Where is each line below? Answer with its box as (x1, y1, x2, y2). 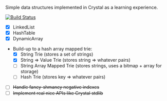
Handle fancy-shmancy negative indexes (12, 84, 100, 90)
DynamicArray (12, 36, 44, 42)
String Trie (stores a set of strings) (20, 51, 94, 58)
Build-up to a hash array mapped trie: (12, 46, 92, 52)
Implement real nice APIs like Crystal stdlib (12, 90, 103, 96)
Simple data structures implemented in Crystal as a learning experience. (5, 5, 158, 10)
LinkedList (12, 24, 35, 30)
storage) (20, 68, 39, 74)
